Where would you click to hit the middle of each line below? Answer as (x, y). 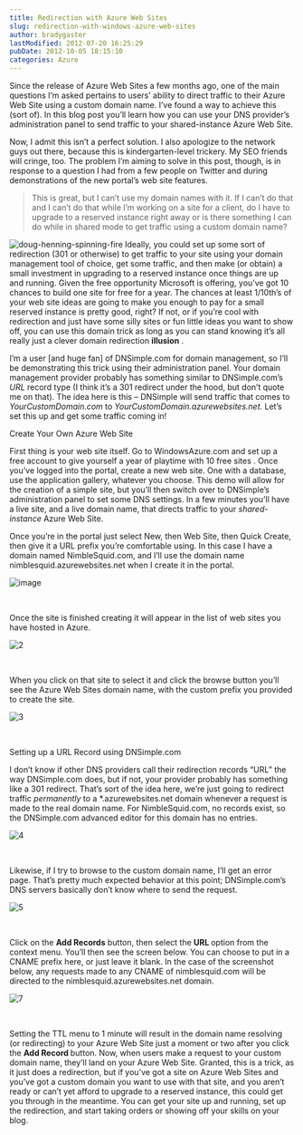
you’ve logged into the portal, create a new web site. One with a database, (148, 470)
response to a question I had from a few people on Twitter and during (139, 170)
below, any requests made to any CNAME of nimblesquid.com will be (138, 971)
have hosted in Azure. (50, 627)
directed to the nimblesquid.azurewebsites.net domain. (112, 981)
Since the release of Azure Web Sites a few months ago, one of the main (145, 86)
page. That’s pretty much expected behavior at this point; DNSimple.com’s (148, 880)
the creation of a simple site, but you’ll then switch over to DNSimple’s (139, 490)
